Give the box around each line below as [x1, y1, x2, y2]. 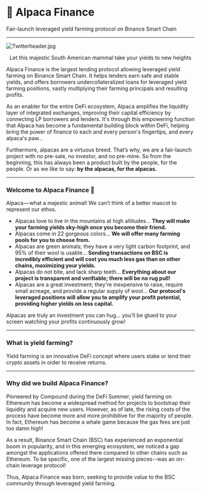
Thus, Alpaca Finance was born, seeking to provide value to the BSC [6, 473, 175, 480]
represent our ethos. [6, 206, 57, 213]
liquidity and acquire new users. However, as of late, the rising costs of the [6, 406, 190, 413]
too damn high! [6, 425, 44, 432]
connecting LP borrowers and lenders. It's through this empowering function [6, 115, 195, 122]
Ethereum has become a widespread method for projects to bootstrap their [6, 399, 191, 406]
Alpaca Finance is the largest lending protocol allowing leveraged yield [6, 65, 181, 72]
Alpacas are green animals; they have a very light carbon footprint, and [14, 243, 190, 250]
